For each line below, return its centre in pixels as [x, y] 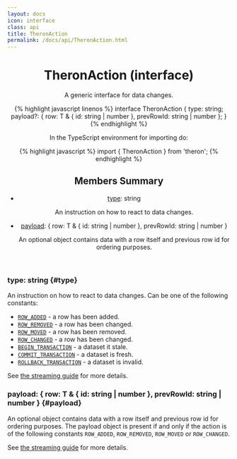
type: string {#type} [42, 280]
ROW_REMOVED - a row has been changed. [75, 324]
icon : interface [31, 21]
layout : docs [27, 14]
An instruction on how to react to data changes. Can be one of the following [118, 296]
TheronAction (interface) [119, 76]
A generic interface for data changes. [119, 95]
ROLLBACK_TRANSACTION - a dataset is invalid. [80, 362]
